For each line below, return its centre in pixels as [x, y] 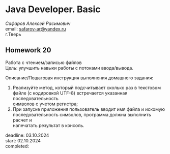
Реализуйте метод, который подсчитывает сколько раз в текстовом [87, 87]
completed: [17, 146]
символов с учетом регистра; [45, 104]
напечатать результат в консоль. [49, 125]
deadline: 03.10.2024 [27, 135]
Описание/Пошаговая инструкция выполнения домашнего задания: [79, 78]
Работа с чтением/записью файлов [44, 63]
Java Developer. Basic [53, 9]
